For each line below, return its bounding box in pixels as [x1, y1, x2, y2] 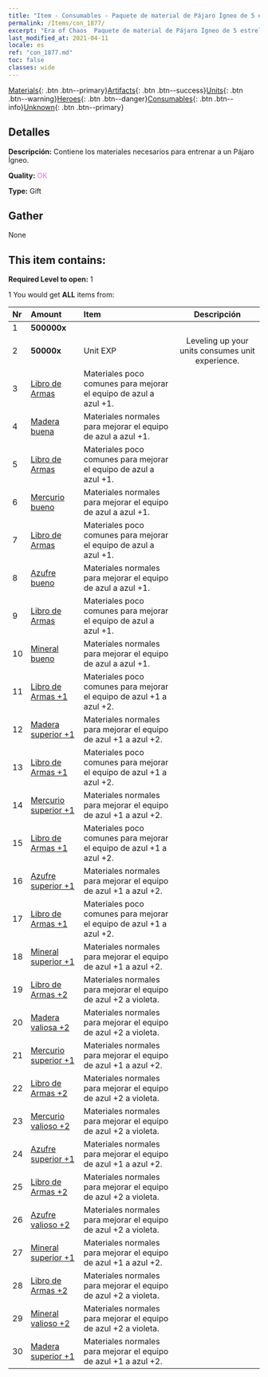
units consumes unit [179, 345, 255, 356]
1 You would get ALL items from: [8, 290, 115, 300]
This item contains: [8, 253, 106, 267]
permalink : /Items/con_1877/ [8, 19, 105, 27]
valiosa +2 [30, 1022, 70, 1033]
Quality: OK [8, 171, 48, 180]
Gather [8, 209, 44, 222]
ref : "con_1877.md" [8, 49, 73, 57]
